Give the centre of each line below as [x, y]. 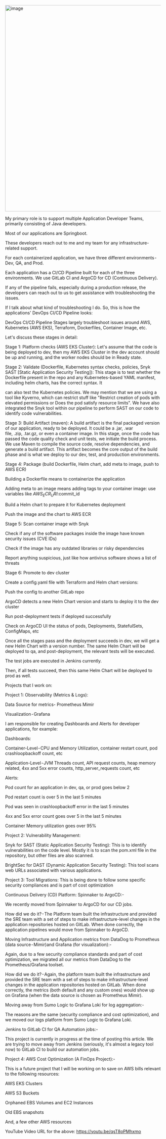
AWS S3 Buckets [22, 1093]
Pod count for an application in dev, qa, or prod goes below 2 [67, 787]
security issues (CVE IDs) [31, 539]
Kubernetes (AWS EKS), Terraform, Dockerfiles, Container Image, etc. [76, 328]
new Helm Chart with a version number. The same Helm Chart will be [75, 646]
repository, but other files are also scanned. [49, 855]
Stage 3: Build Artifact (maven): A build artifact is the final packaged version [83, 423]
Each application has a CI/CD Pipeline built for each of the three [70, 272]
